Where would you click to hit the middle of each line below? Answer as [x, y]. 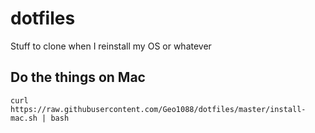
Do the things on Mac [78, 77]
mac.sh [24, 118]
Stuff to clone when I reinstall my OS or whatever [111, 46]
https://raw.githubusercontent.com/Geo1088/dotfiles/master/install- [158, 109]
